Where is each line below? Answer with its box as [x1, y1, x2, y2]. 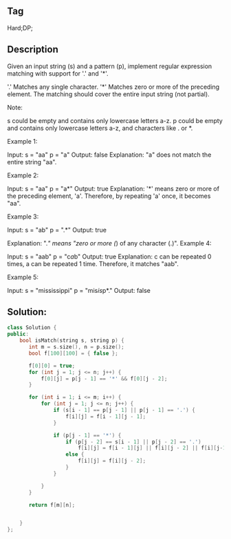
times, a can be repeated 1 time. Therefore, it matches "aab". [7, 259, 179, 267]
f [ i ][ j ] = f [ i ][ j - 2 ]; [78, 457, 146, 465]
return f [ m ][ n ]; [28, 501, 76, 508]
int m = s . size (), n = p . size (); [28, 344, 125, 351]
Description [7, 44, 58, 56]
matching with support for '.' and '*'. [7, 69, 109, 78]
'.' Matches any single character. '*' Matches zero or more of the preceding [7, 82, 220, 91]
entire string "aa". [7, 157, 57, 166]
